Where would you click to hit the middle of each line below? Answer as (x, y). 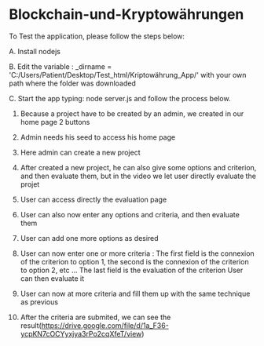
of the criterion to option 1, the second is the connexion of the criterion (135, 261)
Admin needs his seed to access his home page (98, 137)
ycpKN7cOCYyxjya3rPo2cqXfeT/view (81, 333)
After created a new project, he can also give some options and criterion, (138, 167)
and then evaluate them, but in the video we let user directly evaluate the (138, 176)
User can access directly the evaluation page (93, 199)
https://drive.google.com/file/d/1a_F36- (105, 325)
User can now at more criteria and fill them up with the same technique (135, 293)
